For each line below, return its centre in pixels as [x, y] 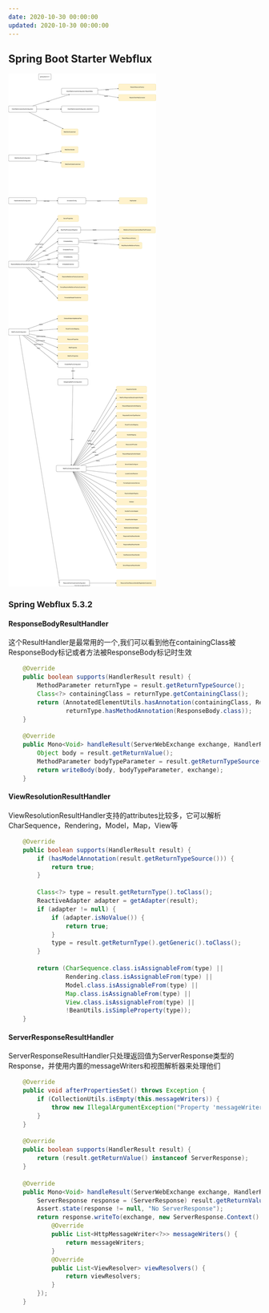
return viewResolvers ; [103, 1277]
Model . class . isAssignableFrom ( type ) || [132, 985]
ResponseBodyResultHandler [58, 623]
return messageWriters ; [105, 1243]
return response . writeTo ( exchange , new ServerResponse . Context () [149, 1218]
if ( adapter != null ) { [76, 909]
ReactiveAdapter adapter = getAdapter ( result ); [118, 901]
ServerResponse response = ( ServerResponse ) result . [127, 1200]
